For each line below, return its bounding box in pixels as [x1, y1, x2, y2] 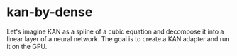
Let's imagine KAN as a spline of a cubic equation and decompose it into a [6, 27, 224, 36]
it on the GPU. [6, 42, 48, 50]
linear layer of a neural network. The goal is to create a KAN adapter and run [6, 34, 230, 43]
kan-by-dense [6, 4, 93, 20]
